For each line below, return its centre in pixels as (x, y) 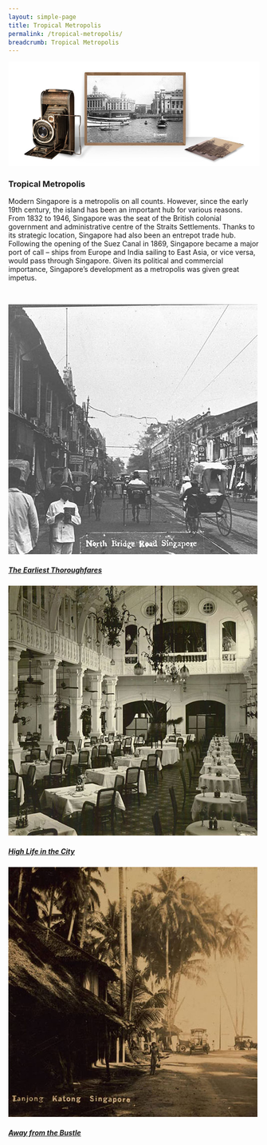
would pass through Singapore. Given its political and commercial (116, 261)
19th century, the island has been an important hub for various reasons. (126, 210)
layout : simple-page (43, 17)
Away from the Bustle (45, 1133)
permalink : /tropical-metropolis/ (66, 34)
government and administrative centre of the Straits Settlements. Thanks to (132, 227)
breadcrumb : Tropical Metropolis (64, 42)
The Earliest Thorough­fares (55, 570)
